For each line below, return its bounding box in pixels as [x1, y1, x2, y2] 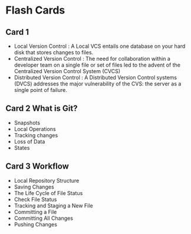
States [14, 144, 30, 151]
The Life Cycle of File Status [14, 189, 83, 196]
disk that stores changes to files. [14, 49, 94, 56]
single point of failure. [14, 87, 67, 93]
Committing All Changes [14, 215, 73, 222]
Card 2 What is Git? [5, 104, 78, 114]
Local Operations [14, 125, 57, 133]
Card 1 [5, 27, 29, 37]
